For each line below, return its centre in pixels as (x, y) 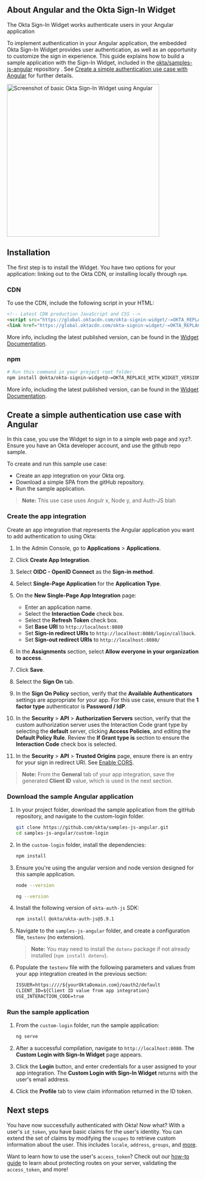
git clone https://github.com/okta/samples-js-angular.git (92, 827)
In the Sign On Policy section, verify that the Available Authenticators (104, 693)
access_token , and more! (38, 1169)
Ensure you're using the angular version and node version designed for (105, 867)
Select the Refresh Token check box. (71, 620)
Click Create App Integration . (53, 560)
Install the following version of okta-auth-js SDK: (77, 908)
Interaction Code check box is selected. (66, 744)
